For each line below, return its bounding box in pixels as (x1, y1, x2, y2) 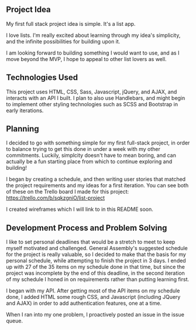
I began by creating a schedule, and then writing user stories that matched (6, 176, 186, 183)
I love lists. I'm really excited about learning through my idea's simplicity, (6, 32, 181, 39)
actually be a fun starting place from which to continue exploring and (6, 158, 173, 165)
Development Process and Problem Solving (6, 223, 167, 233)
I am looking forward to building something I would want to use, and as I (6, 49, 180, 56)
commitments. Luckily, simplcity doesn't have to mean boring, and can (6, 152, 177, 159)
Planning (6, 124, 39, 134)
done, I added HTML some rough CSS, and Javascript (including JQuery (6, 294, 181, 301)
